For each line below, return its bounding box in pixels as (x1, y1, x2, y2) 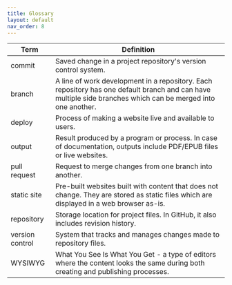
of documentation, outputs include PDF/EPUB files (55, 142, 219, 152)
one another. (55, 102, 97, 112)
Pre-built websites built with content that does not (55, 181, 219, 191)
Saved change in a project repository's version (55, 57, 206, 66)
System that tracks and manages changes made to (55, 230, 220, 239)
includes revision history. (55, 219, 137, 228)
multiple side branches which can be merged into (55, 94, 215, 104)
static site (10, 190, 43, 200)
